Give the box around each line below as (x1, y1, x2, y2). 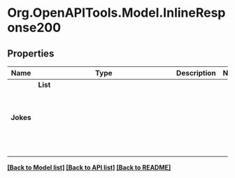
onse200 (7, 20, 62, 36)
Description (176, 68, 217, 77)
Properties (7, 47, 55, 59)
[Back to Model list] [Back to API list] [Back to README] (7, 163, 171, 172)
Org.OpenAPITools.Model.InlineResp (7, 5, 226, 21)
